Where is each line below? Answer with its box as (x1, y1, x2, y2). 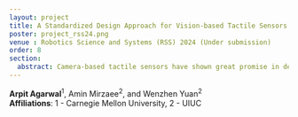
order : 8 (9, 46, 42, 55)
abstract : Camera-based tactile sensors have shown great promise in (17, 63, 279, 72)
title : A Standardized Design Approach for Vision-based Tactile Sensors (9, 21, 288, 30)
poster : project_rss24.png (9, 29, 109, 38)
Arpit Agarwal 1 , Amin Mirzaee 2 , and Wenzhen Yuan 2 (9, 86, 202, 98)
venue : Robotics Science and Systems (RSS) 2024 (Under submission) (9, 37, 272, 47)
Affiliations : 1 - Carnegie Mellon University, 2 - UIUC (9, 97, 202, 108)
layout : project (9, 12, 69, 22)
